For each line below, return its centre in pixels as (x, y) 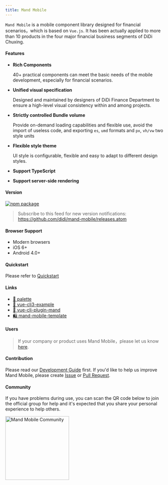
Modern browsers (31, 242)
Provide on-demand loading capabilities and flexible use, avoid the (82, 125)
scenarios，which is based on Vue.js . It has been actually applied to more (83, 31)
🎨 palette (22, 299)
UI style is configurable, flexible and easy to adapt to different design (85, 156)
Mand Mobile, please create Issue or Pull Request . (58, 375)
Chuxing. (15, 42)
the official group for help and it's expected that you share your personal (81, 404)
